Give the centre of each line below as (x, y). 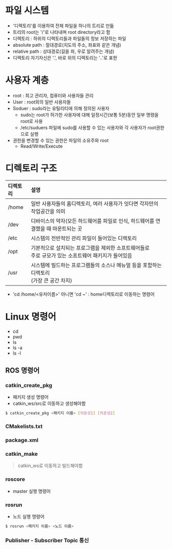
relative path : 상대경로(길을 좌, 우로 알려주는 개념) (63, 51)
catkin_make (22, 454)
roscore (15, 479)
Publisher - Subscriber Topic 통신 (47, 540)
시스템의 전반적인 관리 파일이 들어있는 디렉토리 (84, 238)
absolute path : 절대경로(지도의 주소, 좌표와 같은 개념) (67, 45)
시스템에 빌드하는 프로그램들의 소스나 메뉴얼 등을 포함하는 (96, 265)
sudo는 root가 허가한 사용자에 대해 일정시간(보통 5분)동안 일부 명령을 (89, 115)
